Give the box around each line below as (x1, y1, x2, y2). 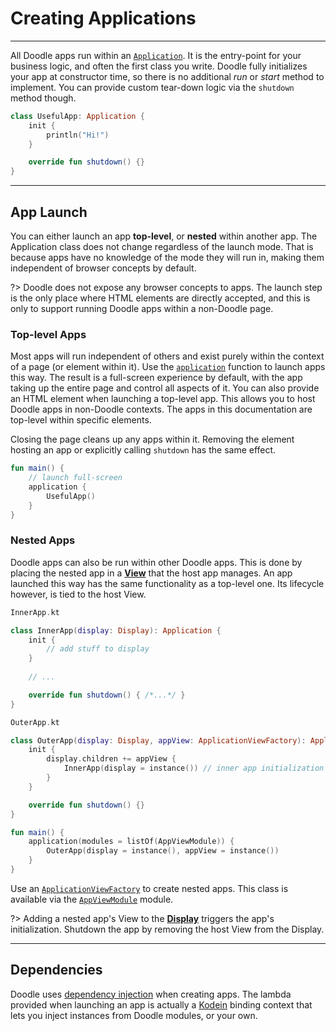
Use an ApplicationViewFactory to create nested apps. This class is (10, 882, 289, 894)
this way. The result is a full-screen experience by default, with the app (10, 372, 303, 384)
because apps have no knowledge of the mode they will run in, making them (10, 252, 325, 263)
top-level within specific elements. (10, 414, 152, 426)
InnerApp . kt (10, 607, 60, 617)
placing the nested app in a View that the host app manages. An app (10, 567, 293, 579)
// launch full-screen (28, 473, 123, 483)
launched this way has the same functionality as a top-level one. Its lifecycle (10, 577, 325, 589)
